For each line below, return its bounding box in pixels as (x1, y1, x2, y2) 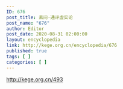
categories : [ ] (6, 59, 47, 65)
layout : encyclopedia (6, 37, 61, 43)
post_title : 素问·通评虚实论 (6, 14, 74, 20)
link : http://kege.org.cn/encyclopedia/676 (6, 43, 118, 49)
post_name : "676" (6, 20, 50, 26)
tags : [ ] (6, 54, 31, 60)
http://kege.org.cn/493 (6, 76, 63, 83)
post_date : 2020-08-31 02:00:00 (6, 31, 87, 37)
